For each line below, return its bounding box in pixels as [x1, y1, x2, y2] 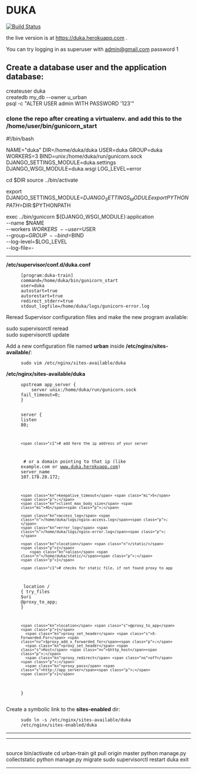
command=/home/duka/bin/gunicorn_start [21, 277, 118, 283]
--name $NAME [6, 219, 45, 226]
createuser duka [6, 87, 46, 94]
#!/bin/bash [6, 135, 34, 142]
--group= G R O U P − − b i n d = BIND [6, 232, 84, 239]
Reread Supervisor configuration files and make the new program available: [6, 313, 189, 320]
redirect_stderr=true [21, 298, 74, 304]
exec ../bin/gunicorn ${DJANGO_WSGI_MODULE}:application [6, 213, 154, 220]
